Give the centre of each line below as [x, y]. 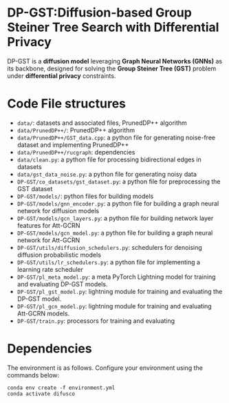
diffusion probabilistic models [59, 255]
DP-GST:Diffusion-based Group [100, 13]
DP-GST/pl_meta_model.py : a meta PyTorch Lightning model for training [116, 277]
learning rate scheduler [50, 269]
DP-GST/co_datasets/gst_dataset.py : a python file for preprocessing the [119, 181]
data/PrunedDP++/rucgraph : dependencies [76, 152]
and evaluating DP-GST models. [62, 284]
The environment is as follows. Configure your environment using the [105, 368]
